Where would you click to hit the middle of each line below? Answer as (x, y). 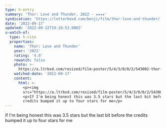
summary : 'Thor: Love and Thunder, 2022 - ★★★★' (56, 14)
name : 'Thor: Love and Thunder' (47, 46)
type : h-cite (23, 37)
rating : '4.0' (28, 55)
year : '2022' (27, 51)
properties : (22, 42)
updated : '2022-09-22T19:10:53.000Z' (44, 28)
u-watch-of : (17, 32)
